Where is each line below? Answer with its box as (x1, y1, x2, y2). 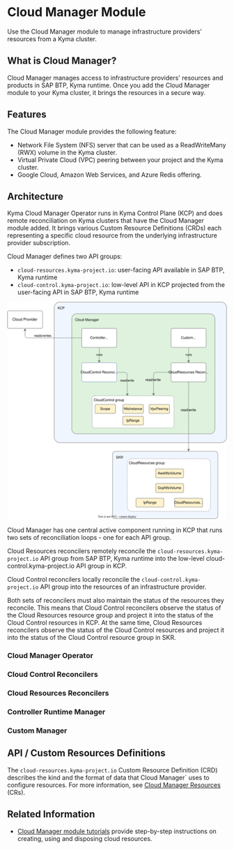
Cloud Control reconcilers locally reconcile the (7, 576, 141, 584)
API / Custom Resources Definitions (7, 747, 166, 759)
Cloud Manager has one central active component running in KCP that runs (7, 526, 223, 534)
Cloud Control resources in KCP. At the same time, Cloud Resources (7, 619, 203, 627)
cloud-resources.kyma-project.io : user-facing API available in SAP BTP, (17, 266, 225, 274)
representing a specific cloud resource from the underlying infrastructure (7, 231, 217, 240)
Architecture (7, 190, 64, 203)
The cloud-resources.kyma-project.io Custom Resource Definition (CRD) (7, 765, 218, 774)
